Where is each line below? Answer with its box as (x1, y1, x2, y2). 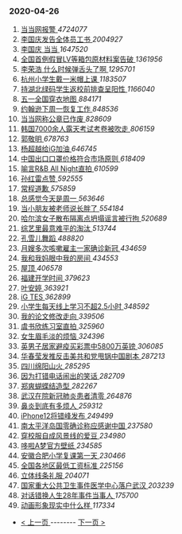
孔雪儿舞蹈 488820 (20, 233, 84, 244)
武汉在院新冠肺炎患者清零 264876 (20, 392, 133, 401)
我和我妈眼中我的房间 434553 (20, 253, 118, 263)
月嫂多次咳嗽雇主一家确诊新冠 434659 (20, 244, 147, 253)
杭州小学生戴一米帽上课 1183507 (20, 74, 126, 84)
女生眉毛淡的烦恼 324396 (20, 332, 105, 341)
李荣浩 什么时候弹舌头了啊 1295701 (20, 64, 136, 74)
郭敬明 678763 (20, 134, 69, 144)
